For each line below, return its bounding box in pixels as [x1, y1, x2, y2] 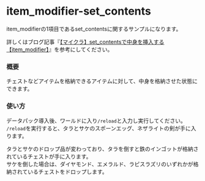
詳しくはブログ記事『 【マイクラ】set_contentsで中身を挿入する [6, 38, 165, 45]
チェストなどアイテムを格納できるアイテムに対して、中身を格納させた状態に [6, 77, 198, 85]
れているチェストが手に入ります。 [6, 152, 92, 160]
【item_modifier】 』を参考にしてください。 [6, 46, 113, 53]
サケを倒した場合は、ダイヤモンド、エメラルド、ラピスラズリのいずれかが [6, 160, 194, 168]
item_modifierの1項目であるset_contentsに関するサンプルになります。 [6, 25, 182, 32]
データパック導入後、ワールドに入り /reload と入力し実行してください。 [6, 117, 187, 124]
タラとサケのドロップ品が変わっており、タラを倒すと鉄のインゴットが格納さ [6, 145, 199, 152]
